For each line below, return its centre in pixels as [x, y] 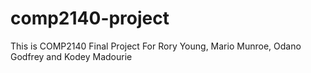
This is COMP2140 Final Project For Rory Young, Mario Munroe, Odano [156, 46]
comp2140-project [90, 18]
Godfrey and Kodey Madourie [71, 56]
